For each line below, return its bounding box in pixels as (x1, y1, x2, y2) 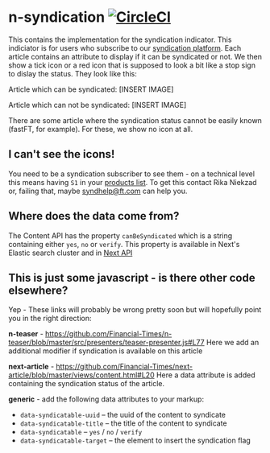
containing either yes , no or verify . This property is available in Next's (8, 239, 240, 249)
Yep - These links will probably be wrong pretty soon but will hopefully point (8, 305, 262, 315)
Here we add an (206, 338, 260, 348)
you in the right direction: (8, 314, 92, 323)
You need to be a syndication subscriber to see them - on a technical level (8, 169, 255, 179)
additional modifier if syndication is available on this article (8, 346, 203, 356)
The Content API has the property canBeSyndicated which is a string (8, 230, 233, 241)
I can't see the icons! (8, 147, 115, 161)
